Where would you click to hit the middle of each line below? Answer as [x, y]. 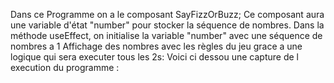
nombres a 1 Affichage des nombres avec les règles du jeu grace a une [156, 46]
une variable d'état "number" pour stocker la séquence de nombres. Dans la [167, 25]
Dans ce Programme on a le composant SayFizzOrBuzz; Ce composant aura [167, 14]
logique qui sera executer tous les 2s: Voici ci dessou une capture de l [154, 57]
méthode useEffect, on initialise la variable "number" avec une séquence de [166, 35]
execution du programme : [65, 67]
